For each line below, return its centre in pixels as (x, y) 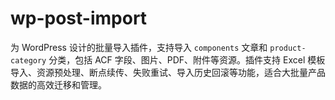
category (28, 60)
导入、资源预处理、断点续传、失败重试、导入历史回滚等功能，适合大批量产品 (168, 72)
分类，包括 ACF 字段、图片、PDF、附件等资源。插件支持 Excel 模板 (187, 59)
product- (288, 48)
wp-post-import (79, 18)
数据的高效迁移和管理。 (58, 84)
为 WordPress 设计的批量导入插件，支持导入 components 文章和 (139, 47)
